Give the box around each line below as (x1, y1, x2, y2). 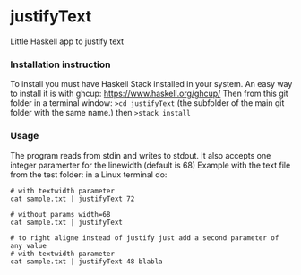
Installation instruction (10, 58, 111, 71)
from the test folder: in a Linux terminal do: (10, 168, 168, 180)
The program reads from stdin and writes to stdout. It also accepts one (10, 150, 271, 160)
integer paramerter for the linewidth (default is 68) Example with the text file (10, 159, 291, 170)
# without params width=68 (10, 210, 111, 219)
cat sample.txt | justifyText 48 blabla (10, 257, 164, 266)
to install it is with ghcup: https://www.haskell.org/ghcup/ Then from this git (10, 88, 289, 99)
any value (10, 241, 47, 250)
